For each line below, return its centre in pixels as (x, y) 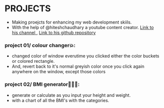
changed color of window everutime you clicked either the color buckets (85, 56)
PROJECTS (28, 9)
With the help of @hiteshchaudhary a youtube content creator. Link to (83, 27)
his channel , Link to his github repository (54, 32)
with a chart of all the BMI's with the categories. (61, 100)
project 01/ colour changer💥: (40, 45)
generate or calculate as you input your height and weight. (71, 95)
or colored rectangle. (33, 61)
